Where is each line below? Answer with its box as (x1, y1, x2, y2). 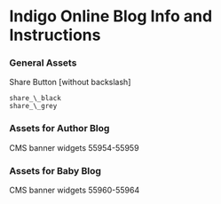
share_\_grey (9, 102, 58, 111)
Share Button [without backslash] (9, 77, 131, 88)
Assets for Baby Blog (9, 164, 102, 177)
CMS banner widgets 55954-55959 (9, 142, 139, 153)
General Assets (9, 57, 77, 69)
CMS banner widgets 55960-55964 (9, 184, 140, 196)
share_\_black (9, 94, 62, 103)
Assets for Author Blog (9, 122, 110, 135)
